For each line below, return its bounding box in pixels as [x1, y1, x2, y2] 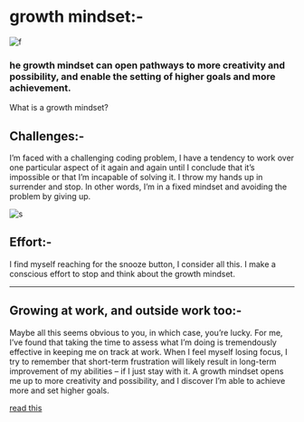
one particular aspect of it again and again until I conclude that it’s [9, 162, 255, 173]
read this [9, 402, 43, 413]
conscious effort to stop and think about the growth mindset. [9, 268, 235, 279]
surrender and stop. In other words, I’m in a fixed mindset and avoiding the [9, 181, 288, 192]
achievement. [9, 82, 71, 94]
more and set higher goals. [9, 385, 110, 396]
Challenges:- [9, 129, 85, 144]
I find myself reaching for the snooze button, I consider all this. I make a [9, 258, 276, 269]
